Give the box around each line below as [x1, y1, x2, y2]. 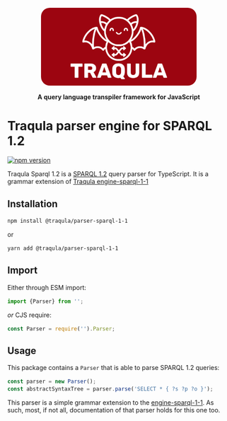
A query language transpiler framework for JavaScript [37, 93, 200, 101]
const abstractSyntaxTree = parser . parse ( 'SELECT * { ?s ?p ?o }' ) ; [7, 386, 214, 393]
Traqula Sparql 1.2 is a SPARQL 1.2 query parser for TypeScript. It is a [7, 170, 209, 178]
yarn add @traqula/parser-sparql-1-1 [7, 245, 119, 252]
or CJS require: [7, 311, 52, 319]
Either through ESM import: [7, 283, 87, 292]
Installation [7, 197, 58, 209]
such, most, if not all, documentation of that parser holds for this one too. [7, 406, 221, 415]
